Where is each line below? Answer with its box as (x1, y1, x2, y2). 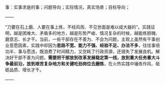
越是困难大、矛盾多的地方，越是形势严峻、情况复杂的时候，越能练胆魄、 (13, 30, 160, 36)
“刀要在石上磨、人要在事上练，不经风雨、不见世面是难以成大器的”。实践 (5, 24, 151, 30)
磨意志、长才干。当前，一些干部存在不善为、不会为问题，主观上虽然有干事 (5, 36, 156, 42)
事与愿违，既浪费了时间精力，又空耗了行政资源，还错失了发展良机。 (18, 48, 156, 54)
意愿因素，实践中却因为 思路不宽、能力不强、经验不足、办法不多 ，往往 (9, 42, 151, 48)
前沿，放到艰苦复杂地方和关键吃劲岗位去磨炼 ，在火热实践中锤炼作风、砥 (13, 61, 160, 66)
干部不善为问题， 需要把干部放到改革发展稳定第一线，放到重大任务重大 (13, 55, 156, 60)
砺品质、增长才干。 (5, 67, 44, 72)
